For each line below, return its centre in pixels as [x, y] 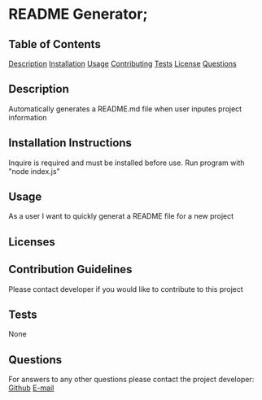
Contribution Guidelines [70, 270]
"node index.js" [34, 171]
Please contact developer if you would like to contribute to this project [126, 289]
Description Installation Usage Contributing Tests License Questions [123, 63]
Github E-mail [31, 388]
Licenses [32, 242]
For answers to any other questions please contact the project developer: [131, 380]
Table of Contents [55, 44]
